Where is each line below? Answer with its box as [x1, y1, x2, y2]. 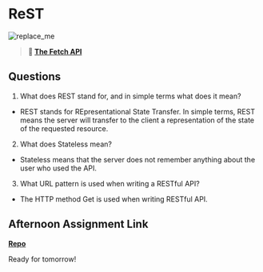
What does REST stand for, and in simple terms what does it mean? [19, 91, 241, 101]
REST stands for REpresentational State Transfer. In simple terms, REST [19, 106, 256, 116]
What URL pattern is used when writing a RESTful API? [19, 178, 200, 188]
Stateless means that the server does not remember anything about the [19, 154, 256, 164]
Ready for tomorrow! [8, 254, 77, 264]
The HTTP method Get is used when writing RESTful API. [19, 194, 208, 204]
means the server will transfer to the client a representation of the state [19, 115, 254, 125]
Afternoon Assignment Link [8, 218, 149, 231]
